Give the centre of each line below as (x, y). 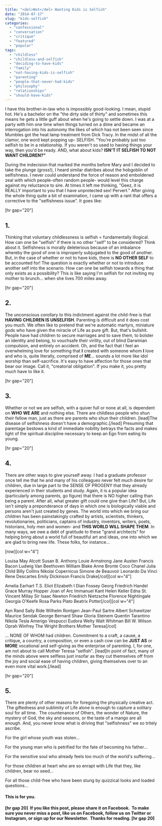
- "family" (20, 68)
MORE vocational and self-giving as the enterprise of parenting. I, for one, (79, 646)
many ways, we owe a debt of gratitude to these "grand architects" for (75, 532)
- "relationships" (28, 91)
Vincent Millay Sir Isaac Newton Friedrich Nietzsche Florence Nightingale (78, 596)
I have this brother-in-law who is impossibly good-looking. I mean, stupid (78, 109)
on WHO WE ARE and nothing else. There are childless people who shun (77, 413)
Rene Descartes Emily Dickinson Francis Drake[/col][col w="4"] (68, 576)
